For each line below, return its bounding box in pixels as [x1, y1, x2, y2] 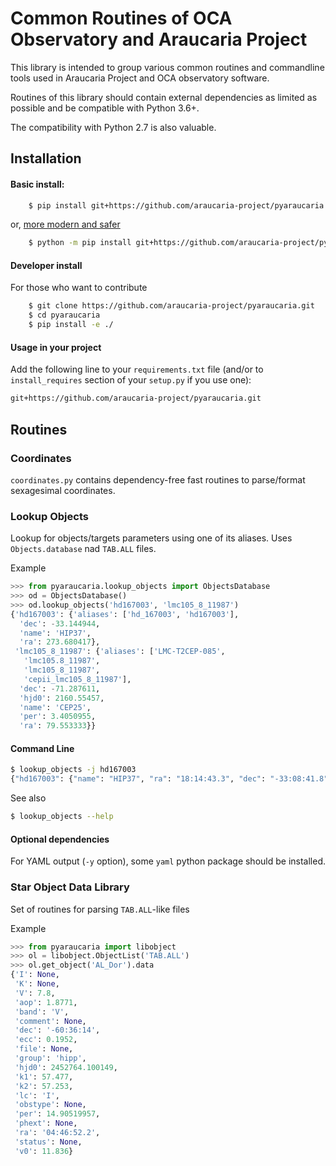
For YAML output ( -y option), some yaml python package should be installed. [10, 855, 326, 867]
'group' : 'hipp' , [14, 1053, 87, 1063]
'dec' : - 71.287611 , [19, 683, 101, 694]
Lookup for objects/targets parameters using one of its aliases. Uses [10, 532, 293, 544]
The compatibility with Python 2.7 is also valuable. [10, 121, 217, 133]
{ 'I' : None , [10, 970, 60, 980]
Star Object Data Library [10, 880, 130, 894]
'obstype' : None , [14, 1100, 87, 1110]
